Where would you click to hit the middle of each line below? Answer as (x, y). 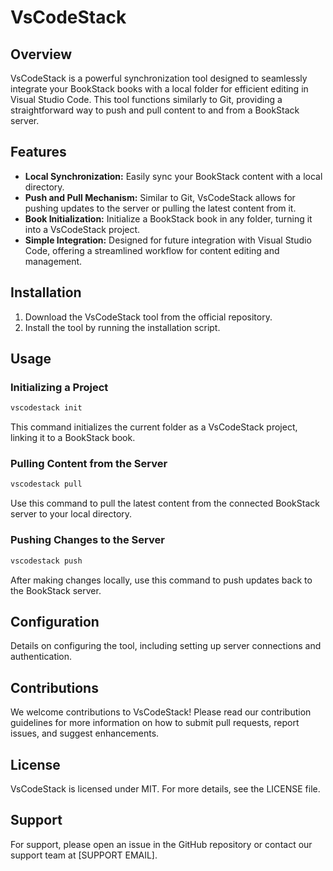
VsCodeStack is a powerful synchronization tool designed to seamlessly (159, 78)
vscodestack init (46, 408)
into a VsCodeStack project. (82, 229)
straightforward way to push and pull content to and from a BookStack (155, 110)
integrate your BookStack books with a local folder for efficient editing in (159, 89)
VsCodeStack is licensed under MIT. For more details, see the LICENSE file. (165, 788)
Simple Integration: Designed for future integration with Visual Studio (168, 240)
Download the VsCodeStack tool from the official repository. (148, 317)
